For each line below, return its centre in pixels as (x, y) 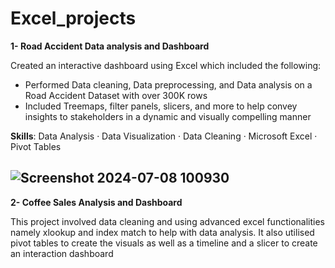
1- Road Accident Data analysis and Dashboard (110, 46)
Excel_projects (73, 18)
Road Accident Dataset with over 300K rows (116, 95)
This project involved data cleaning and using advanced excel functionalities (167, 221)
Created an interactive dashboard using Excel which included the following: (166, 65)
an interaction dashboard (62, 253)
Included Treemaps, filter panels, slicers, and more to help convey (161, 106)
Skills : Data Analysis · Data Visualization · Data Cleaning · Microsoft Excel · (164, 136)
